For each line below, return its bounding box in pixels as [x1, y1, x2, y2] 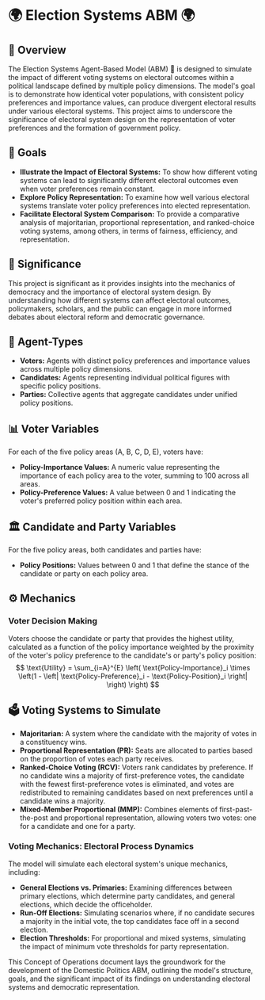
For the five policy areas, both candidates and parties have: [8, 545, 202, 555]
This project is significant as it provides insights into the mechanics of [8, 278, 236, 288]
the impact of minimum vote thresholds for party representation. [19, 941, 229, 951]
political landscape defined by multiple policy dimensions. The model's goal [8, 81, 256, 90]
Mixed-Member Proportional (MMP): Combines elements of [19, 804, 218, 814]
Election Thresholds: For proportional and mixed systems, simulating [19, 933, 247, 943]
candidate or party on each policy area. [19, 569, 149, 578]
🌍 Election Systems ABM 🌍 [8, 6, 195, 25]
